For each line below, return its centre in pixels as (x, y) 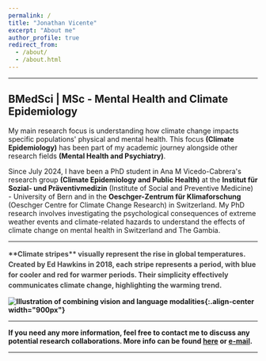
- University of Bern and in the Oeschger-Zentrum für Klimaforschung (125, 196)
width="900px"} (37, 310)
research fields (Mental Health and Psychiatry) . (87, 156)
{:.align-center (230, 301)
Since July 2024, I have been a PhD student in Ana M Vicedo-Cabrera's (125, 171)
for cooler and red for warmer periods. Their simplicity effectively (118, 275)
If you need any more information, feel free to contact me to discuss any (129, 332)
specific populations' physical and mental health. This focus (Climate (122, 139)
